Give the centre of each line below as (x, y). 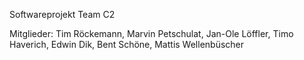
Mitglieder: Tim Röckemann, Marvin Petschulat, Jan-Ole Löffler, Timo (151, 33)
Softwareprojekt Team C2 (62, 14)
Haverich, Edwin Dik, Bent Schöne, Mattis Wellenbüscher (127, 44)
